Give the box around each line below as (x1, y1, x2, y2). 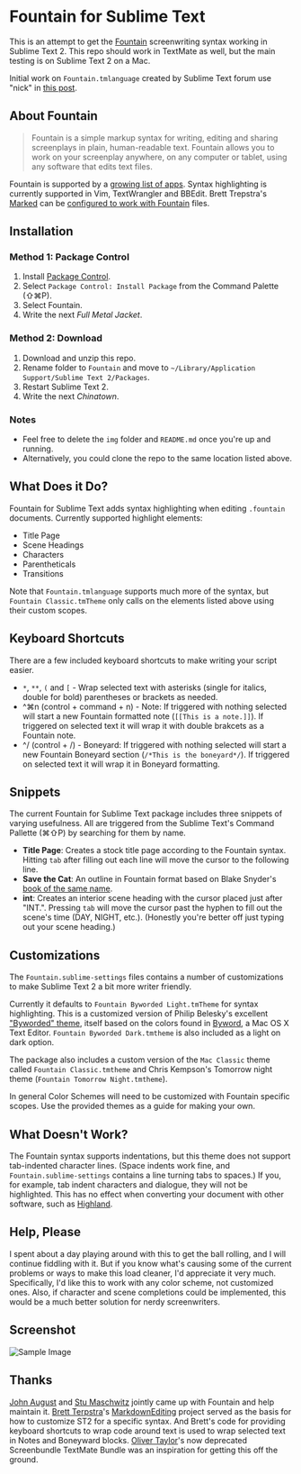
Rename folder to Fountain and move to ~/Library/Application (22, 362, 256, 373)
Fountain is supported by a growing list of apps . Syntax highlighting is (9, 178, 268, 189)
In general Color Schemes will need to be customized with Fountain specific (9, 1091, 290, 1102)
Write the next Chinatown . (22, 390, 120, 402)
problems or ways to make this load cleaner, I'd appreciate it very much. (9, 1268, 277, 1278)
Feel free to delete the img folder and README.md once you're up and (22, 434, 271, 445)
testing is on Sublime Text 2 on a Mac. (9, 55, 151, 66)
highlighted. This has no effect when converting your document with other (9, 1189, 285, 1200)
